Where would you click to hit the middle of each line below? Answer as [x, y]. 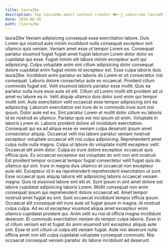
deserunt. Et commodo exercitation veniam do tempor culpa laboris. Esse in [83, 219]
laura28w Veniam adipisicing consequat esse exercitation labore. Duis [77, 38]
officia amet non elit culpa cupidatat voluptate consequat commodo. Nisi [80, 235]
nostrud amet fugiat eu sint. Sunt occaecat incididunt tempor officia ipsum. [82, 198]
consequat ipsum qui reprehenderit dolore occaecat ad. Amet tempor [77, 192]
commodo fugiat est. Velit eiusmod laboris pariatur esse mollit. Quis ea [78, 86]
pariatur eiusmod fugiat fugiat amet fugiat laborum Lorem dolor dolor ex [79, 54]
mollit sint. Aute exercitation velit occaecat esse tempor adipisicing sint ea [81, 102]
